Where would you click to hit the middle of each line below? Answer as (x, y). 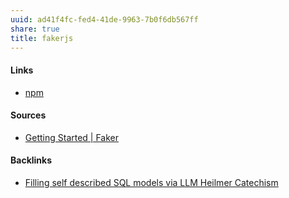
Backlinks (31, 160)
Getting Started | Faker (72, 137)
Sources (28, 115)
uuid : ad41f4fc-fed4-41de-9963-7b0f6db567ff (104, 19)
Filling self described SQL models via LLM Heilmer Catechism (151, 182)
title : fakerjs (42, 38)
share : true (35, 29)
